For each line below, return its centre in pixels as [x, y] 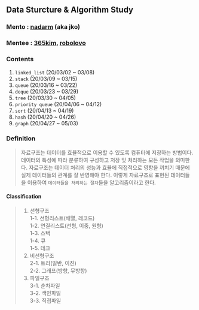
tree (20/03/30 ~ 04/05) [45, 98]
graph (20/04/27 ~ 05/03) [47, 123]
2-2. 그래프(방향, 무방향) [58, 271]
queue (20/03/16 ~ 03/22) [46, 85]
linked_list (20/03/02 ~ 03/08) [55, 72]
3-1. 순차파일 [45, 286]
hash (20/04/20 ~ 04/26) [45, 117]
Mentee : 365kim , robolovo [46, 43]
